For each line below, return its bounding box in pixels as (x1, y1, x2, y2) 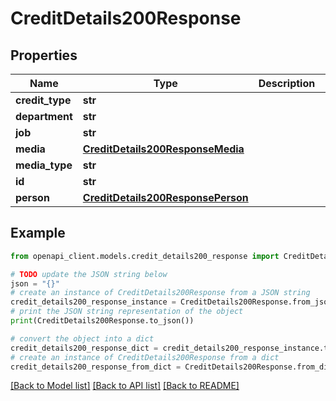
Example (10, 225, 66, 242)
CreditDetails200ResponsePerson (82, 191, 249, 204)
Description (258, 77, 316, 90)
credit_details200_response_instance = (10, 297, 177, 307)
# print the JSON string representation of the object (10, 307, 244, 317)
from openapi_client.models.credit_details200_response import (10, 251, 280, 261)
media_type (15, 158, 73, 172)
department (15, 110, 73, 123)
